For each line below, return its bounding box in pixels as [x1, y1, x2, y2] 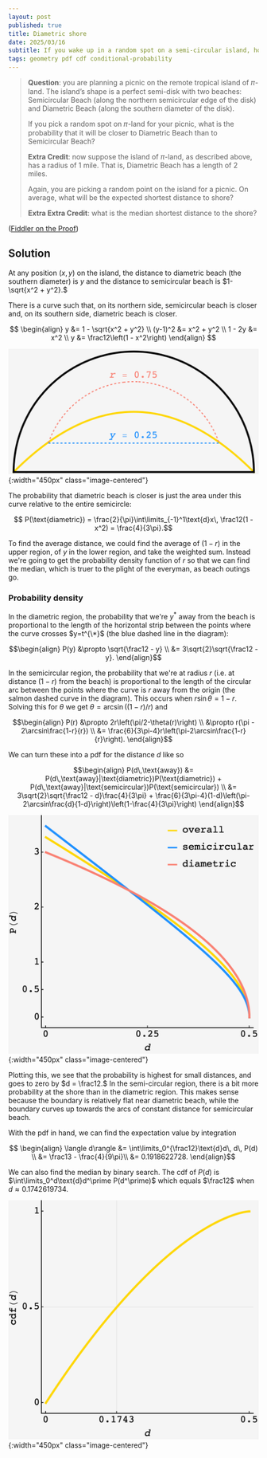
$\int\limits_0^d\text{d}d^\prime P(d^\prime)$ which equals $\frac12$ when [8, 1176, 255, 1185]
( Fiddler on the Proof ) [8, 224, 79, 233]
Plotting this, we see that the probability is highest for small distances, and [8, 1071, 252, 1080]
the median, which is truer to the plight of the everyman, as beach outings [8, 564, 250, 573]
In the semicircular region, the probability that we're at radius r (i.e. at [8, 668, 235, 678]
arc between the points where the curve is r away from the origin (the [8, 685, 236, 694]
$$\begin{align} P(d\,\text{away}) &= [72, 765, 195, 775]
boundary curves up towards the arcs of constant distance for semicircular [8, 1104, 253, 1114]
